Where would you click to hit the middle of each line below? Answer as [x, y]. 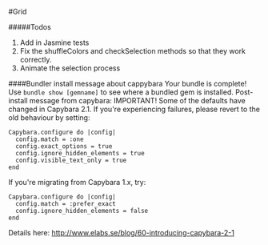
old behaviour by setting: [49, 118]
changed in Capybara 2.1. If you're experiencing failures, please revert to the [134, 109]
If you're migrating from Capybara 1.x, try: [77, 182]
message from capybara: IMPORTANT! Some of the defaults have [137, 100]
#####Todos [30, 27]
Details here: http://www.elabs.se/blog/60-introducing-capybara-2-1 [121, 233]
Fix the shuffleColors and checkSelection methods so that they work [133, 51]
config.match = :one [50, 139]
